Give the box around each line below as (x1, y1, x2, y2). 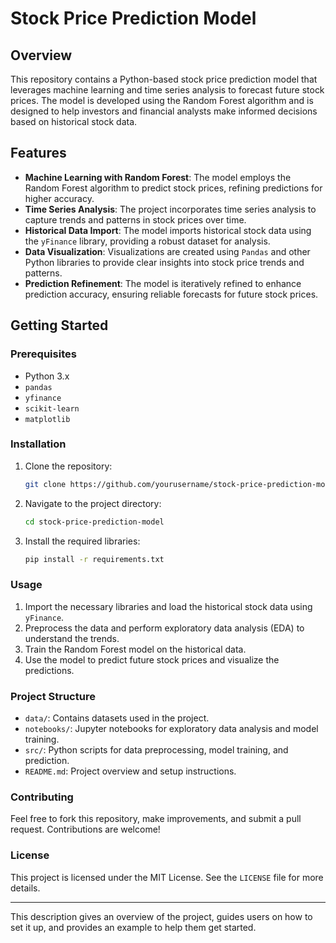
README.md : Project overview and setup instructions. (24, 765, 237, 777)
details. (10, 882, 41, 894)
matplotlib (24, 414, 71, 424)
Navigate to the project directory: (24, 497, 162, 509)
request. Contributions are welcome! (10, 823, 161, 836)
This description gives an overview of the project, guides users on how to (10, 910, 313, 922)
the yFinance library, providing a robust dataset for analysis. (24, 235, 271, 247)
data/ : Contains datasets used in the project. (24, 712, 210, 724)
